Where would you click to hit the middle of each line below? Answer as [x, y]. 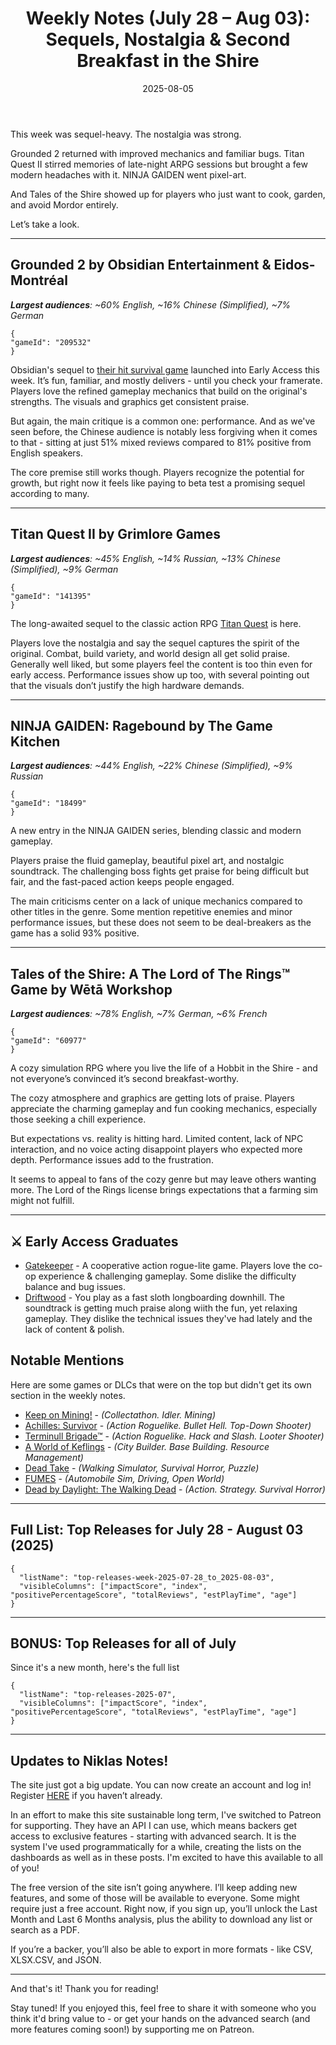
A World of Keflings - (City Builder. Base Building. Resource [147, 1446]
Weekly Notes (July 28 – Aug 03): [168, 18]
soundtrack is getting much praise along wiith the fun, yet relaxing [161, 1308]
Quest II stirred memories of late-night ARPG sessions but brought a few [159, 164]
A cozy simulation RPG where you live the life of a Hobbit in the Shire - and [164, 1068]
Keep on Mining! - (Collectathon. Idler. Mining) [120, 1414]
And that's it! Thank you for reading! [84, 1989]
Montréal [39, 280]
